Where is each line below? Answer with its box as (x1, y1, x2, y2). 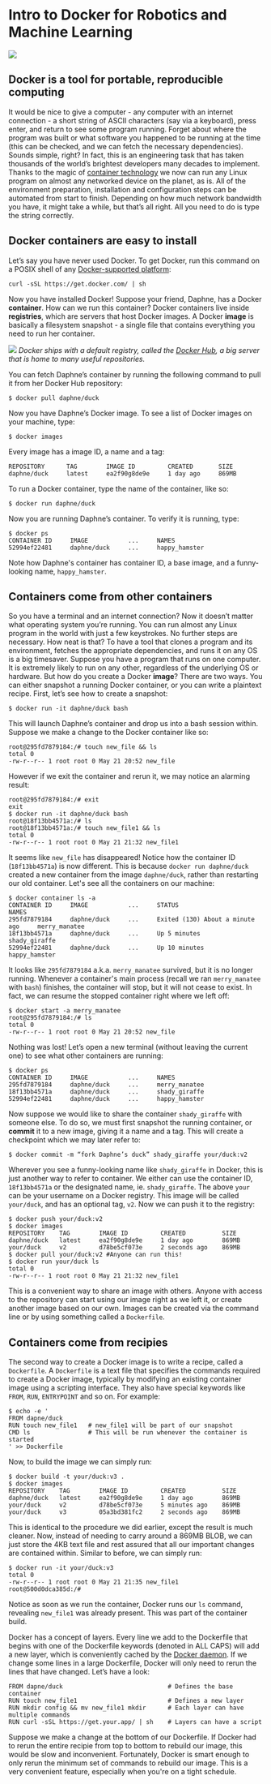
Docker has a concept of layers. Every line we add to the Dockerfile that (8, 1632, 248, 1642)
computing (8, 85, 65, 99)
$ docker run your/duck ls (8, 1257, 100, 1266)
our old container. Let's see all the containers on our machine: (8, 879, 215, 888)
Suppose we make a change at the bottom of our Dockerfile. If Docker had (8, 1732, 256, 1742)
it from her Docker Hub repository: (8, 378, 123, 388)
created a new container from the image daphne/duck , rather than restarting (8, 870, 259, 879)
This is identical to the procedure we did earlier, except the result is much (8, 1523, 253, 1533)
